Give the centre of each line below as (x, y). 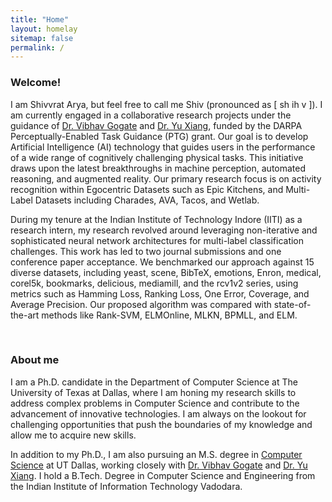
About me (35, 360)
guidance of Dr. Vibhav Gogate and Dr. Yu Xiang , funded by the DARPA (156, 125)
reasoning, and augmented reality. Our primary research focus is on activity (166, 178)
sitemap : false (42, 38)
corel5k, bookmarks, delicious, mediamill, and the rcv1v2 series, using (154, 283)
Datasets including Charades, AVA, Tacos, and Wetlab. (147, 200)
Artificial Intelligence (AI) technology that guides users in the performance (163, 147)
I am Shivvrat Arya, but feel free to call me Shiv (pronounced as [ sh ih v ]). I (166, 104)
